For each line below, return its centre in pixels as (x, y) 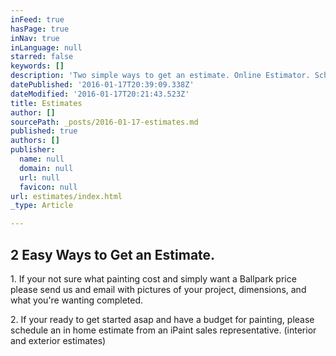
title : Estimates (46, 103)
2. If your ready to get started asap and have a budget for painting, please (162, 319)
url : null (39, 177)
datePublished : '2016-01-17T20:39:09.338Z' (102, 85)
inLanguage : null (46, 47)
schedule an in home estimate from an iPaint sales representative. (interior (163, 330)
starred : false (42, 57)
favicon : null (48, 187)
